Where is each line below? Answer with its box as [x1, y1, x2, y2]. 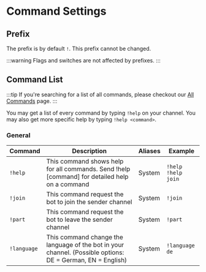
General [6, 130, 31, 139]
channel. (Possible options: [46, 248, 124, 257]
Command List [6, 75, 63, 85]
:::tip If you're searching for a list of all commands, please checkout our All [6, 91, 194, 98]
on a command [46, 180, 90, 189]
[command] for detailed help [46, 173, 129, 181]
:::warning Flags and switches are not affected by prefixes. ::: [6, 57, 161, 64]
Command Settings [6, 4, 107, 18]
